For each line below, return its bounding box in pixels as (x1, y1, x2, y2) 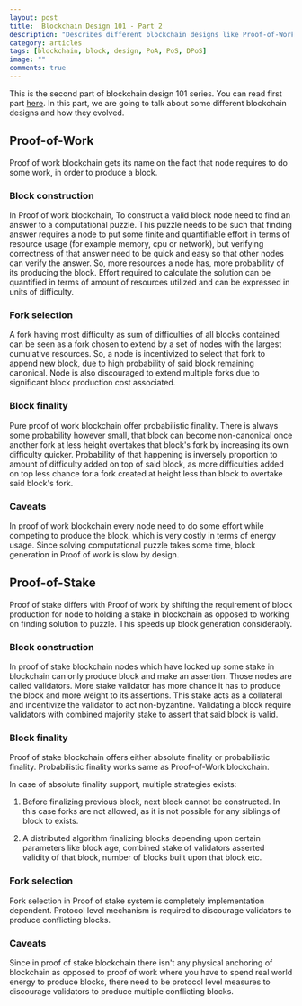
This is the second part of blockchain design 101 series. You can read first (9, 87, 283, 99)
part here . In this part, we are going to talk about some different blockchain (9, 97, 287, 108)
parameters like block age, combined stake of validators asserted (22, 843, 265, 854)
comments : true (9, 64, 67, 73)
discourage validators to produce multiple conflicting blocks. (9, 985, 234, 996)
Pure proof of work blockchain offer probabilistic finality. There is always (9, 420, 279, 430)
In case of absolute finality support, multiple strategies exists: (9, 779, 237, 790)
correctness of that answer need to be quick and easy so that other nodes (9, 248, 285, 258)
